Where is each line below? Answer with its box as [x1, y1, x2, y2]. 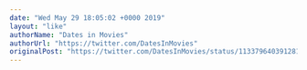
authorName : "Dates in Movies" [9, 30, 129, 39]
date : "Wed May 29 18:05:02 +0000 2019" [9, 13, 166, 23]
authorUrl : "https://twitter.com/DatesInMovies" [9, 38, 198, 48]
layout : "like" [9, 22, 68, 31]
